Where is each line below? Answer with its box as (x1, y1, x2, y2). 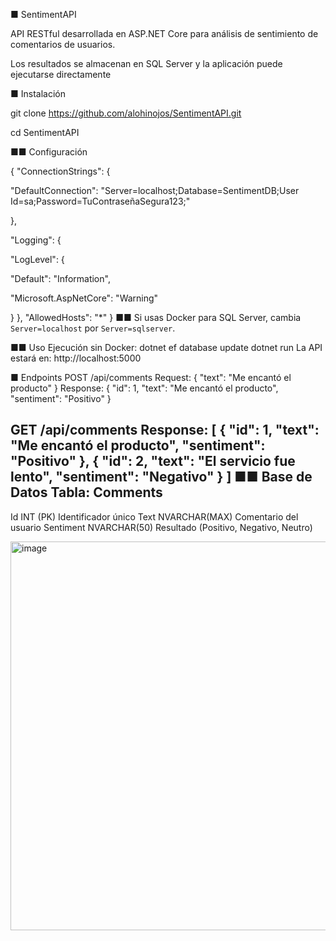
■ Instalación (10, 88, 66, 99)
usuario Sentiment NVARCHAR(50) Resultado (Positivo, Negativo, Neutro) (10, 521, 313, 533)
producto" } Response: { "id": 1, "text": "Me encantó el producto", (10, 382, 279, 394)
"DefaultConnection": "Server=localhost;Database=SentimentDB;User (10, 185, 300, 196)
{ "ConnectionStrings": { (10, 165, 111, 177)
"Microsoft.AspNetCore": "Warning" (10, 292, 159, 304)
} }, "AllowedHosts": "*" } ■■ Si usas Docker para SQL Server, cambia (10, 312, 302, 323)
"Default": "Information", (10, 273, 111, 284)
